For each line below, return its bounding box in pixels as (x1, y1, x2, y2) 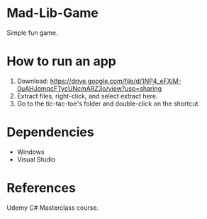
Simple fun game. (6, 28, 58, 37)
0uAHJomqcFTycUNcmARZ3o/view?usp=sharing (16, 84, 162, 93)
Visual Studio (16, 155, 56, 164)
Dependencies (6, 124, 94, 140)
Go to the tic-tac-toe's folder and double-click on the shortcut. (16, 99, 200, 108)
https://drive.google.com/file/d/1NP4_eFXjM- (50, 77, 181, 85)
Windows (16, 147, 45, 156)
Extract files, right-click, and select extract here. (16, 91, 158, 100)
